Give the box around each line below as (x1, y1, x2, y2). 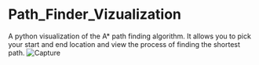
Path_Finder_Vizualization (8, 5, 182, 23)
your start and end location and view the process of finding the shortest (8, 39, 241, 49)
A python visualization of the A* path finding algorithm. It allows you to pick (8, 31, 251, 41)
